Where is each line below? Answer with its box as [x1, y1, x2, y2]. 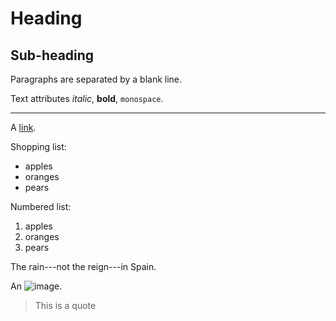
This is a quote [34, 300, 97, 311]
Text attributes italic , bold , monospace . [10, 93, 164, 104]
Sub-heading [10, 47, 95, 64]
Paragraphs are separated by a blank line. [10, 73, 183, 85]
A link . [10, 122, 37, 133]
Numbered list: [10, 201, 72, 212]
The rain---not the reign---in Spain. [10, 261, 157, 272]
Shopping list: [10, 141, 67, 152]
